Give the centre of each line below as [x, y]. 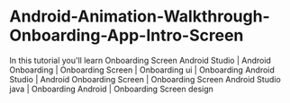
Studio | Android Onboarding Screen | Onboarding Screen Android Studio [145, 79]
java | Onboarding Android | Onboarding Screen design [112, 89]
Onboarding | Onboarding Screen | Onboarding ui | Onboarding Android [142, 70]
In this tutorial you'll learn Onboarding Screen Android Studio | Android [140, 60]
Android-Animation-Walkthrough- [140, 17]
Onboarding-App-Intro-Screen [127, 35]
